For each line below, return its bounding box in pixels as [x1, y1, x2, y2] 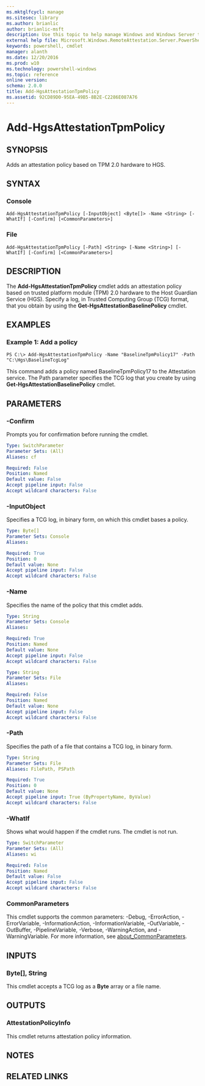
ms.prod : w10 [6, 60, 40, 66]
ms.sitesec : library [6, 15, 59, 21]
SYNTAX [6, 178, 41, 189]
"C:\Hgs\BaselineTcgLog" [6, 357, 70, 364]
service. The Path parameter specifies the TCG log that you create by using [6, 374, 196, 382]
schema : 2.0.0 [6, 83, 43, 89]
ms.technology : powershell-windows [6, 65, 97, 72]
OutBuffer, [6, 926, 32, 934]
